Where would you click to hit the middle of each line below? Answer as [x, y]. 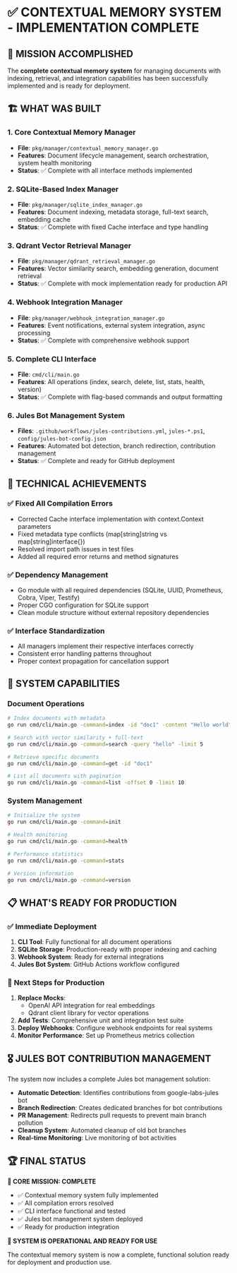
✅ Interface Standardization [56, 631]
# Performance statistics [45, 854]
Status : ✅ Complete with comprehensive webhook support [103, 340]
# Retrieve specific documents [53, 757]
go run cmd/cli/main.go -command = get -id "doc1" [80, 763]
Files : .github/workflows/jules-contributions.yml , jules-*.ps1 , [111, 431]
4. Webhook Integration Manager [65, 302]
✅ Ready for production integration [68, 1227]
